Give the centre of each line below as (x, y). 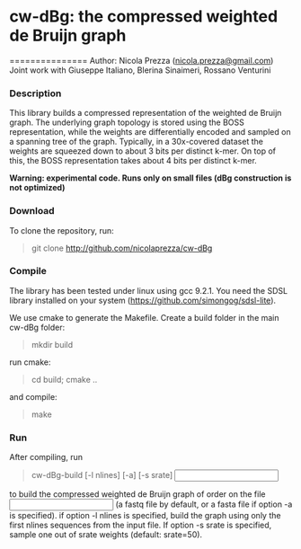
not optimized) (37, 188)
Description (35, 93)
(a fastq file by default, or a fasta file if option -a (204, 504)
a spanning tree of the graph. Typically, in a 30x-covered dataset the (136, 142)
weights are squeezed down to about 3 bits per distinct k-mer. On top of (143, 151)
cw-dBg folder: (37, 327)
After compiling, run (46, 457)
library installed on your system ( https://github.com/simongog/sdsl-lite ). (143, 300)
